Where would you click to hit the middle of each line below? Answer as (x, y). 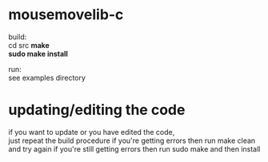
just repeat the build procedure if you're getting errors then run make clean (132, 140)
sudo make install (38, 53)
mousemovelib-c (66, 15)
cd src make (29, 45)
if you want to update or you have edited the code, (92, 132)
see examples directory (47, 77)
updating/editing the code (97, 110)
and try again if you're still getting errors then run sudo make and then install (134, 148)
